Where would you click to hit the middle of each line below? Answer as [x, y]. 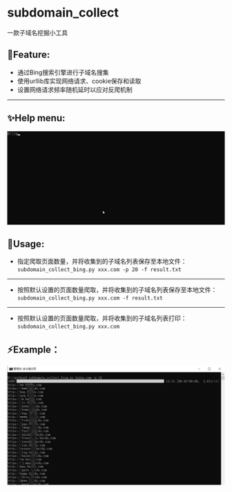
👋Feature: [29, 55]
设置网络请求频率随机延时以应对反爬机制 [75, 89]
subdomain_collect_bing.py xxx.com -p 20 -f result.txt [99, 270]
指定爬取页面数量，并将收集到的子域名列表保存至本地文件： [102, 262]
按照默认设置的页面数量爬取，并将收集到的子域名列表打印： [102, 318]
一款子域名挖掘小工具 [37, 32]
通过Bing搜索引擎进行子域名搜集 [63, 72]
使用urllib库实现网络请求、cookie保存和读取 [79, 81]
